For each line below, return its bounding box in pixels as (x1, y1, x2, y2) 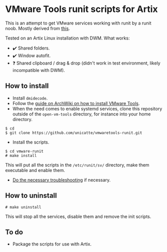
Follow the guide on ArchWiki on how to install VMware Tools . (12, 100, 140, 106)
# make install (5, 153, 37, 158)
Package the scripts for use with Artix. (12, 241, 92, 247)
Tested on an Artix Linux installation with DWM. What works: (5, 35, 130, 41)
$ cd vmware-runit (5, 148, 44, 153)
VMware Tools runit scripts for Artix (5, 3, 158, 15)
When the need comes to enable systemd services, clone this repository (12, 105, 162, 111)
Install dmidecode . (12, 95, 48, 101)
